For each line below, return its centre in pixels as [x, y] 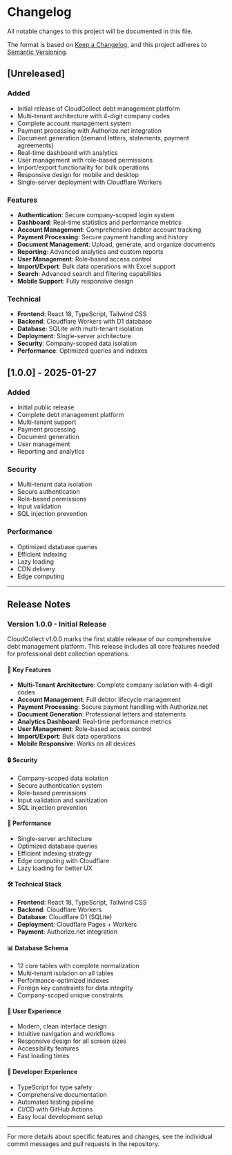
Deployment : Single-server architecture [74, 336]
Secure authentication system [59, 785]
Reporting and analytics [51, 451]
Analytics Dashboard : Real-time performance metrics [94, 722]
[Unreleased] [36, 74]
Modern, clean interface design [62, 1026]
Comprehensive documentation [62, 1094]
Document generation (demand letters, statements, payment [103, 138]
